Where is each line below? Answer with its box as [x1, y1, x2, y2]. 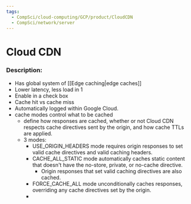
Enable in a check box [14, 92, 69, 99]
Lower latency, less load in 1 [14, 86, 83, 93]
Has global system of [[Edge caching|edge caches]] [14, 79, 142, 86]
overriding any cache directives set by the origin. [32, 186, 152, 193]
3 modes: [23, 136, 47, 143]
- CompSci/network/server [11, 20, 75, 25]
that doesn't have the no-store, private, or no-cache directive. [32, 161, 183, 169]
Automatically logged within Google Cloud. [14, 105, 119, 112]
